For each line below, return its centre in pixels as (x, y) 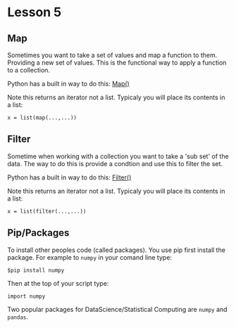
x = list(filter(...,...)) (47, 211)
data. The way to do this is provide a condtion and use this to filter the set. (115, 163)
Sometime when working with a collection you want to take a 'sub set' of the (118, 156)
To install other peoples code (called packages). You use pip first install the (116, 250)
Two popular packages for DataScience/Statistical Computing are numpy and (117, 309)
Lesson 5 (35, 12)
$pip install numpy (36, 270)
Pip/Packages (38, 233)
